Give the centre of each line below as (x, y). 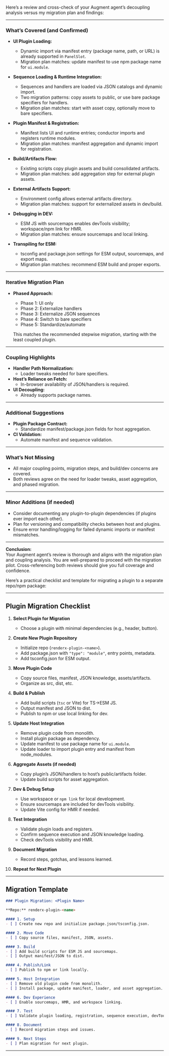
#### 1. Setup (21, 919)
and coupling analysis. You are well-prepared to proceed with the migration (83, 560)
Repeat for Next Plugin (37, 869)
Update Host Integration (39, 723)
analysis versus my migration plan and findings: (55, 13)
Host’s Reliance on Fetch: (40, 379)
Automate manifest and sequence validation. (66, 440)
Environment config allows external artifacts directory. (76, 199)
